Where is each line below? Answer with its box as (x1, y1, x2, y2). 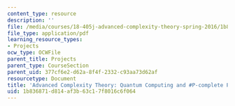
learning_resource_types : (7, 36, 83, 43)
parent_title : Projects (7, 56, 77, 63)
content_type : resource (7, 10, 77, 17)
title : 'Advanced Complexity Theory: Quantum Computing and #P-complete (7, 82, 224, 89)
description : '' (7, 17, 55, 24)
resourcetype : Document (7, 75, 77, 82)
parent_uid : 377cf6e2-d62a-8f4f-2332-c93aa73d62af (7, 68, 158, 75)
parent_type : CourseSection (7, 62, 90, 69)
